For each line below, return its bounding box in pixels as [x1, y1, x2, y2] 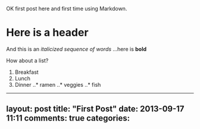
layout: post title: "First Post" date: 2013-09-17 [6, 104, 185, 114]
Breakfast [14, 68, 39, 75]
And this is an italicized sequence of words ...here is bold [6, 45, 147, 52]
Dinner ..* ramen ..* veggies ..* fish [14, 81, 101, 88]
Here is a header [6, 26, 89, 39]
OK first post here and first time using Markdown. [6, 5, 127, 12]
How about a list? [6, 56, 49, 64]
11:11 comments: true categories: [6, 113, 130, 124]
